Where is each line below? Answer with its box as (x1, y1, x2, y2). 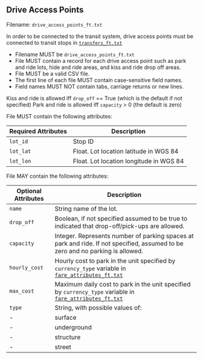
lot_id (9, 138, 28, 144)
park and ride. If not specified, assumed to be (54, 239, 184, 247)
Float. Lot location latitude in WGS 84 (72, 147, 179, 155)
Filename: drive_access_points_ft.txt (6, 21, 103, 28)
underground (54, 323, 92, 331)
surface (54, 313, 77, 322)
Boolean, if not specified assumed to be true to (54, 214, 187, 222)
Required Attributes (9, 127, 68, 135)
